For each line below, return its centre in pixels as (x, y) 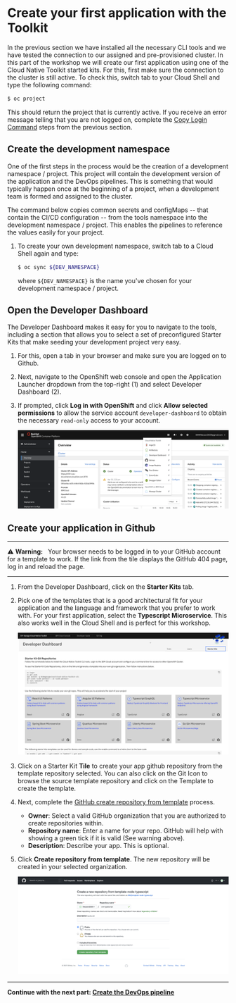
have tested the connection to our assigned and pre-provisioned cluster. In (115, 55)
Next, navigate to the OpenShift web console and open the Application (119, 377)
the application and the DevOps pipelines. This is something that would (110, 181)
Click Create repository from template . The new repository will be (114, 859)
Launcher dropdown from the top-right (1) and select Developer (110, 385)
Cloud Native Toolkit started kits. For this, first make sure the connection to (116, 70)
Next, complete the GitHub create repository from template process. (116, 802)
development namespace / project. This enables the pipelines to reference (115, 225)
